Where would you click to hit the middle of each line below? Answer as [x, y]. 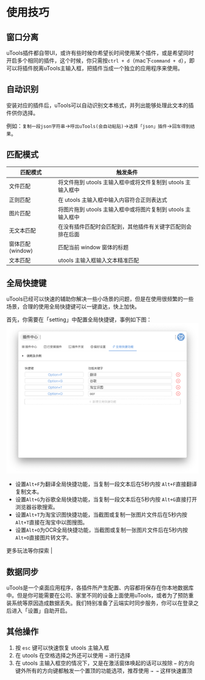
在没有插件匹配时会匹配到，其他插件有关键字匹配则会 [125, 226]
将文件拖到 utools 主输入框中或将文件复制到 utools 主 [124, 182]
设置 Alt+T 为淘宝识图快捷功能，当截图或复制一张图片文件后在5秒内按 [101, 515]
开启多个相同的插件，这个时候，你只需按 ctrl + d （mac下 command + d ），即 [101, 61]
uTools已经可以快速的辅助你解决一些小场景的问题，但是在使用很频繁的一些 [100, 299]
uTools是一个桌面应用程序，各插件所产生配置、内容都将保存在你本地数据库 [100, 588]
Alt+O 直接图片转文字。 [43, 538]
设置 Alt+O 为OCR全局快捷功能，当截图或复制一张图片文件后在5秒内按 [101, 530]
